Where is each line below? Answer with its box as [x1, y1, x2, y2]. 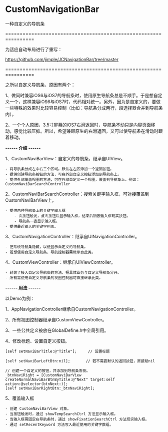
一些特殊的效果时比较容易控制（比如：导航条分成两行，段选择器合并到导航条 [5, 105, 163, 111]
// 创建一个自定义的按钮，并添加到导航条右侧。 [5, 368, 90, 373]
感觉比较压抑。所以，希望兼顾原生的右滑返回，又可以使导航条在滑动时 [13, 128, 158, 134]
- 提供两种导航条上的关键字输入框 [5, 208, 66, 213]
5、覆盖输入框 [5, 395, 34, 401]
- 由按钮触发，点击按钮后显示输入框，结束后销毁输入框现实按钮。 [14, 213, 130, 218]
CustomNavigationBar [5, 4, 99, 15]
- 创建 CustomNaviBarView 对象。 [5, 406, 71, 411]
